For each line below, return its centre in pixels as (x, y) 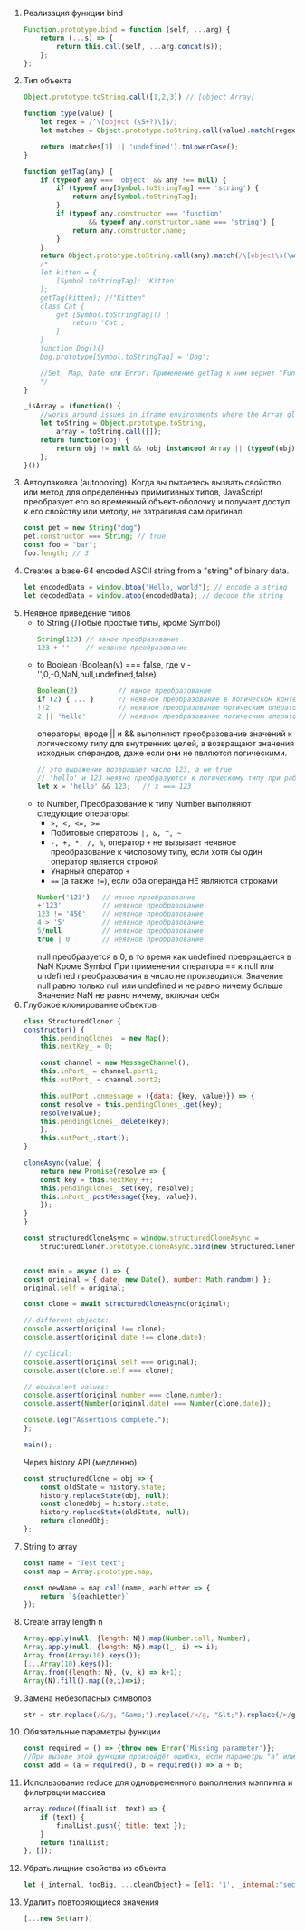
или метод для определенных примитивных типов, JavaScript (143, 492)
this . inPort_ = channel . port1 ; (99, 1071)
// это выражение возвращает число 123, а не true (134, 769)
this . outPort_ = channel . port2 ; (101, 1080)
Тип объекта (48, 81)
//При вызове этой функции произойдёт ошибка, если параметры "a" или (159, 1757)
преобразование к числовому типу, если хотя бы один (157, 851)
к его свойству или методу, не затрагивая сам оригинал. (134, 512)
